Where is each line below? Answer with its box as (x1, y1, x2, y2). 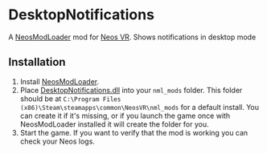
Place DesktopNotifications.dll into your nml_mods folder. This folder (19, 85, 243, 95)
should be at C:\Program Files (19, 94, 121, 103)
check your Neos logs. (19, 136, 95, 146)
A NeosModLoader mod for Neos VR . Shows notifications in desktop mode (8, 32, 257, 42)
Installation (8, 55, 66, 69)
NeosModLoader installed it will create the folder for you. (19, 119, 209, 129)
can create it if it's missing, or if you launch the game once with (19, 111, 231, 120)
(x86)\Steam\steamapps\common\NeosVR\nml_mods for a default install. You (19, 102, 260, 111)
